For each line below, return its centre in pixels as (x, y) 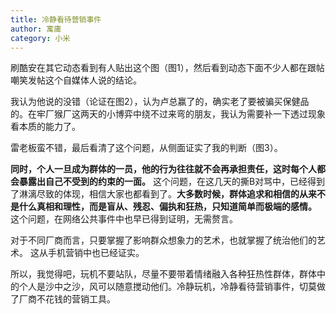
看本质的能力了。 (45, 127)
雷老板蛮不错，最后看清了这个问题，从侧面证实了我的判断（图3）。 (146, 148)
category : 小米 (40, 38)
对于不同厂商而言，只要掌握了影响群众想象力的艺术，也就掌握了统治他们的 (163, 240)
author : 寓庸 (36, 29)
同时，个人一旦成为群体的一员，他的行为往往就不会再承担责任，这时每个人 (163, 169)
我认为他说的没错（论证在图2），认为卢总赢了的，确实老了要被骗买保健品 (160, 102)
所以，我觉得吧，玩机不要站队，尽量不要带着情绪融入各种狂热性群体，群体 (163, 274)
